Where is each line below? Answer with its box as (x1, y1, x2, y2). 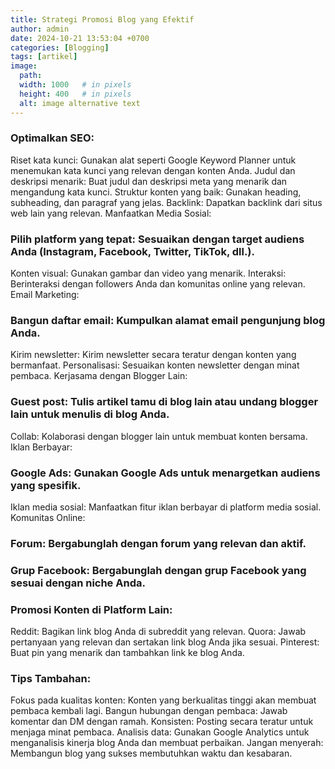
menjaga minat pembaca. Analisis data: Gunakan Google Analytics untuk (10, 726, 310, 738)
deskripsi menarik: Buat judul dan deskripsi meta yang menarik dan (10, 175, 288, 187)
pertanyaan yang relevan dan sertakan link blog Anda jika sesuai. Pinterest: (10, 636, 320, 648)
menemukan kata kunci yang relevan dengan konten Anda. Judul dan (10, 164, 296, 176)
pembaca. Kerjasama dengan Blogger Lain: (10, 370, 188, 382)
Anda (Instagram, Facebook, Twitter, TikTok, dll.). (10, 244, 255, 258)
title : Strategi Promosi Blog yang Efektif (10, 14, 195, 25)
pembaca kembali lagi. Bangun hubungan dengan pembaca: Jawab (10, 705, 288, 717)
